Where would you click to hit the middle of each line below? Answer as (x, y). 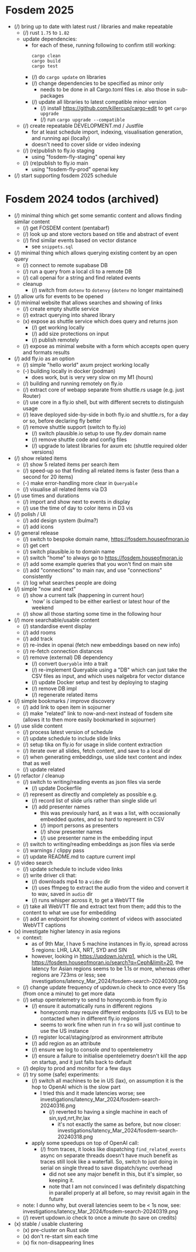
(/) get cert (36, 545)
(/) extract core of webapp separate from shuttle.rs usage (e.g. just (104, 390)
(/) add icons (38, 526)
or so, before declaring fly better (62, 421)
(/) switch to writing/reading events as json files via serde (92, 782)
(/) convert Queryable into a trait (70, 663)
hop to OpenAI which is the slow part (76, 1087)
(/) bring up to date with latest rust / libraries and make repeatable (93, 26)
